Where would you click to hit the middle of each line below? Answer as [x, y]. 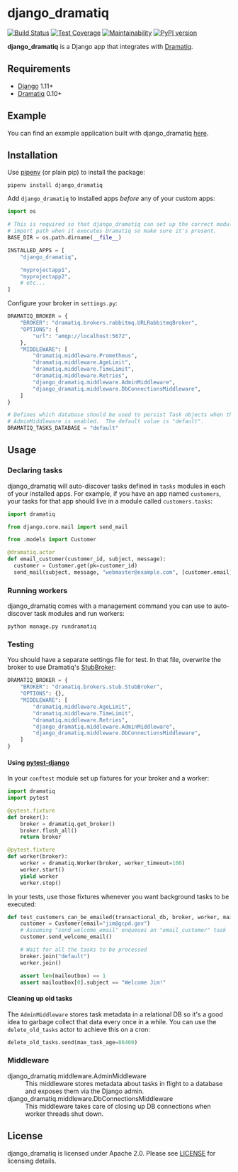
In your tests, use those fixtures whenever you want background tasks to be [118, 896]
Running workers [38, 590]
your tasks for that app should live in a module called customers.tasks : [110, 501]
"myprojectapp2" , [46, 276]
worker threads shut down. [64, 1114]
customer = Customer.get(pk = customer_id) [76, 566]
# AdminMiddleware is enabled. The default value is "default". [106, 422]
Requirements [39, 69]
